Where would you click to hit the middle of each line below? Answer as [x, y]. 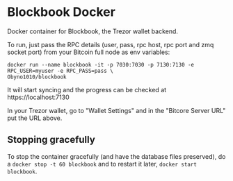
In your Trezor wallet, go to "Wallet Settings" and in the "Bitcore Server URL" [116, 110]
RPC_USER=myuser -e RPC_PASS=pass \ [60, 71]
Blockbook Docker [62, 12]
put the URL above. [35, 118]
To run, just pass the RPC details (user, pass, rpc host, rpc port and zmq [111, 44]
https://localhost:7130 [38, 97]
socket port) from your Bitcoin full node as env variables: [89, 52]
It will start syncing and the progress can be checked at [87, 89]
